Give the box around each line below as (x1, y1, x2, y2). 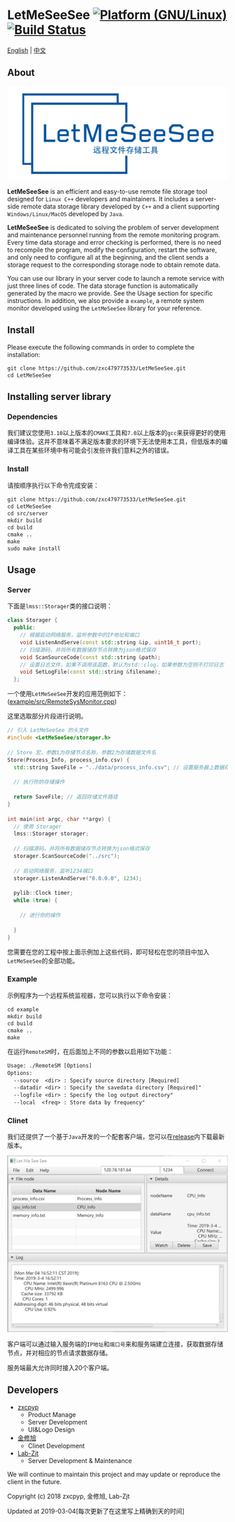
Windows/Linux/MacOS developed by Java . (7, 209, 124, 218)
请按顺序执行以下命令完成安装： (7, 481, 99, 489)
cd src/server (7, 509, 49, 517)
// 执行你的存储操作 (13, 779, 65, 786)
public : (13, 625, 36, 632)
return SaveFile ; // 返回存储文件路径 (13, 794, 118, 801)
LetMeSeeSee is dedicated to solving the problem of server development (7, 223, 219, 232)
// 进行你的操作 (20, 912, 61, 919)
